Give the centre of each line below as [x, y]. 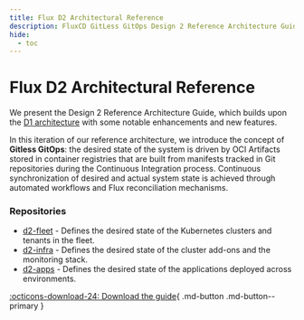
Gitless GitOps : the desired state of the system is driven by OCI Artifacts [145, 149]
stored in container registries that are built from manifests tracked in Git [142, 159]
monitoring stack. [55, 259]
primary [24, 306]
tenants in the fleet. [58, 240]
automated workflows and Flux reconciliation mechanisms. [119, 188]
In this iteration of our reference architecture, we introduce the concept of [147, 140]
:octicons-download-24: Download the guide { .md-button [117, 296]
